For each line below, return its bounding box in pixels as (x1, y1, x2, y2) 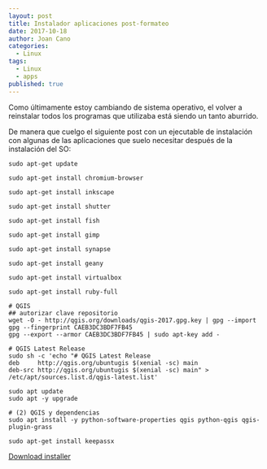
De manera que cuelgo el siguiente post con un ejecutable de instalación (8, 127, 253, 137)
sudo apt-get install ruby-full (8, 288, 118, 296)
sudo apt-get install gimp (8, 231, 100, 239)
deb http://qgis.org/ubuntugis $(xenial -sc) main (8, 358, 199, 367)
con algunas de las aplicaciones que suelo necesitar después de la (8, 135, 234, 145)
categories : (8, 42, 49, 50)
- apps (15, 72, 38, 80)
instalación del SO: (8, 144, 72, 154)
